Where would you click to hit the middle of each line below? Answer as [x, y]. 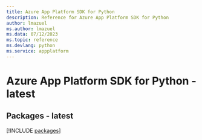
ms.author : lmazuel [31, 29]
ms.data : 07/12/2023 [32, 34]
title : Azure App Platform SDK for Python [60, 12]
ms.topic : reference [32, 40]
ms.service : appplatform [37, 51]
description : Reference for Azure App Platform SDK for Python [88, 17]
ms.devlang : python [31, 46]
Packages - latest [40, 116]
